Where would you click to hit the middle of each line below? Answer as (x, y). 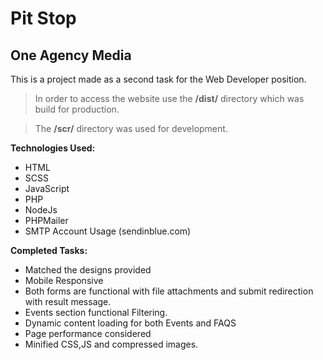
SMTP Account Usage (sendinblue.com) (108, 231)
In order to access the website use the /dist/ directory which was (169, 98)
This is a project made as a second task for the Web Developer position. (158, 79)
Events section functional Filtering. (96, 312)
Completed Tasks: (49, 250)
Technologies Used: (53, 148)
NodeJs (41, 210)
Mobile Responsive (64, 280)
